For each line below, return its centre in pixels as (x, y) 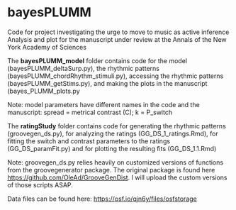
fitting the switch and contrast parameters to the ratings (89, 141)
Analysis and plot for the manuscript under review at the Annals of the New (117, 39)
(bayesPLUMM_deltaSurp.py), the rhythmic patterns (83, 68)
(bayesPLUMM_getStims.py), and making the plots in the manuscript (107, 83)
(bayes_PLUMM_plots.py (44, 91)
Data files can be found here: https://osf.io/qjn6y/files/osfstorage (102, 199)
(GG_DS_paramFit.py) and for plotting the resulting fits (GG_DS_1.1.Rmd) (112, 148)
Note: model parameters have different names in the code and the (103, 104)
